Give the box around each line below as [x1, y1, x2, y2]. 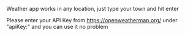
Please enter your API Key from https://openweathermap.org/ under [6, 17, 178, 23]
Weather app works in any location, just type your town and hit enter [6, 5, 179, 12]
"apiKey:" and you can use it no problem [6, 23, 108, 30]
